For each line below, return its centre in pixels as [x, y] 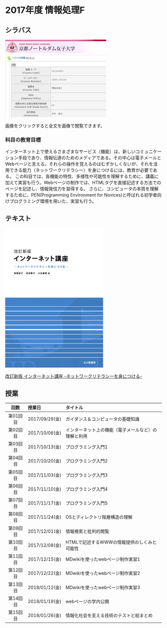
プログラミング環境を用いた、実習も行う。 [53, 201]
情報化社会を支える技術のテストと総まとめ [109, 616]
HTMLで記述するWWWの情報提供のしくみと [111, 542]
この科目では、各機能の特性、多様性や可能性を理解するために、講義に [87, 176]
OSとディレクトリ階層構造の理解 [99, 517]
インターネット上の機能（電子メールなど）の [111, 429]
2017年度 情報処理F [45, 10]
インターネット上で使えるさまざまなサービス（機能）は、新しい [70, 151]
